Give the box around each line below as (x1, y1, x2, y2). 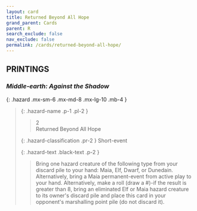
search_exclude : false (6, 31, 63, 37)
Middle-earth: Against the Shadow (6, 82, 109, 90)
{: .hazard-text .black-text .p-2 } (20, 148, 100, 155)
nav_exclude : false (6, 36, 55, 42)
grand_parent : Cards (6, 20, 58, 26)
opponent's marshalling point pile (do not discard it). (35, 198, 165, 205)
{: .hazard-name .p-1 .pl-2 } (20, 107, 88, 114)
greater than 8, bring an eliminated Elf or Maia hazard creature (35, 185, 189, 192)
